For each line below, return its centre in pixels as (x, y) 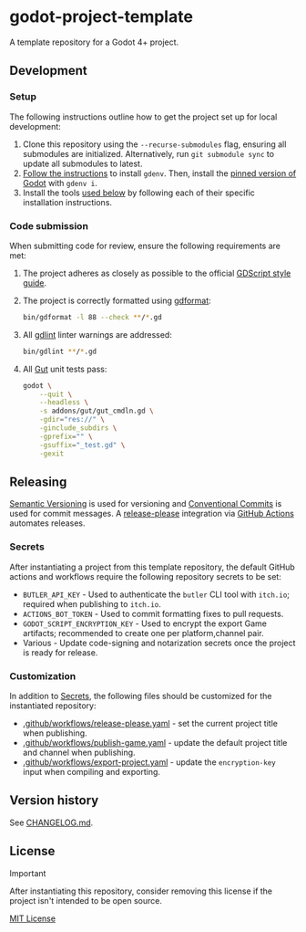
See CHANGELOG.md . (51, 822)
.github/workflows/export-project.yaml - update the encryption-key (149, 762)
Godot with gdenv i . (60, 183)
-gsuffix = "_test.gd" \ (82, 445)
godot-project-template (102, 17)
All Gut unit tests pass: (65, 369)
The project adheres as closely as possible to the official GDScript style (157, 273)
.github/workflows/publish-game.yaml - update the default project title (155, 742)
